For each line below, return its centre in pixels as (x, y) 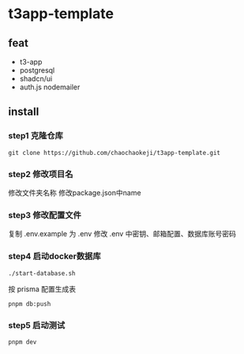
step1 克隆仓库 (36, 136)
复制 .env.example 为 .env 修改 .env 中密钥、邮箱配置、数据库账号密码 (122, 234)
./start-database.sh (42, 273)
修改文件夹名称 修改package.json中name (75, 192)
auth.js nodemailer (50, 87)
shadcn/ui (36, 79)
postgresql (37, 70)
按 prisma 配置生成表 (42, 288)
